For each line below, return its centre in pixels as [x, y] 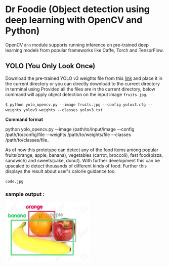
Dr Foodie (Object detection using [78, 9]
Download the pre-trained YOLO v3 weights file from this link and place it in [84, 78]
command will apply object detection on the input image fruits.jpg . [76, 94]
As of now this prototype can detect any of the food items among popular [82, 150]
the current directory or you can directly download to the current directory [83, 83]
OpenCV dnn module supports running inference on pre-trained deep [77, 45]
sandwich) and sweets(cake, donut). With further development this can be [83, 160]
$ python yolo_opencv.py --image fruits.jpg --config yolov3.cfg [75, 105]
